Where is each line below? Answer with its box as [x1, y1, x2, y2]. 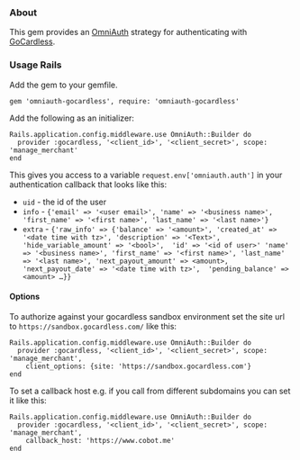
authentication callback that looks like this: [9, 178, 168, 190]
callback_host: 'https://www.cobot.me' [25, 436, 176, 445]
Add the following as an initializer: [9, 113, 135, 123]
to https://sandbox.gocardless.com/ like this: [9, 320, 177, 331]
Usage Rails [9, 59, 62, 71]
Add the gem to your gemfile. [9, 79, 119, 90]
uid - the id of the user [22, 196, 107, 207]
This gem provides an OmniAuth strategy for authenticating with [9, 27, 248, 38]
